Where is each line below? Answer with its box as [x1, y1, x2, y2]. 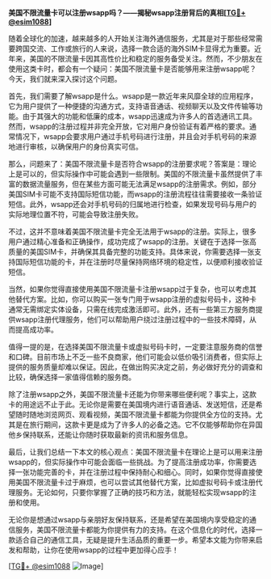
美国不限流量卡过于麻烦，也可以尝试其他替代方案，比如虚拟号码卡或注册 [15, 477, 256, 487]
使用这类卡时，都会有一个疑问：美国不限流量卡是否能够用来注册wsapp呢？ [8, 64, 256, 74]
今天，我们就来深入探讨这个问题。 [8, 74, 122, 83]
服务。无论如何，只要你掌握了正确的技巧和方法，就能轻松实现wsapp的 [15, 488, 250, 497]
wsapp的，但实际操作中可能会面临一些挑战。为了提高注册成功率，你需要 [8, 457, 250, 467]
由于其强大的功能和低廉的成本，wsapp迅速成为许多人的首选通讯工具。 [22, 112, 256, 120]
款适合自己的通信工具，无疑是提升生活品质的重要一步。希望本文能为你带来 [8, 535, 256, 544]
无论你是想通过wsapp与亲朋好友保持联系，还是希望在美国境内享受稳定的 [8, 515, 250, 524]
